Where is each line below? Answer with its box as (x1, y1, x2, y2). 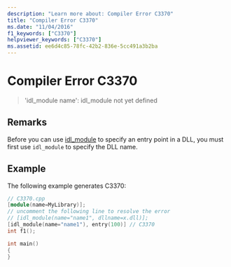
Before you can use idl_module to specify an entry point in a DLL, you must (7, 135, 224, 144)
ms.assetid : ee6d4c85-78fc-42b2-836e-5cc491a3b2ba (7, 43, 158, 50)
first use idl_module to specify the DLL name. (7, 142, 138, 151)
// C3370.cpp (7, 195, 45, 202)
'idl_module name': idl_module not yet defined (24, 96, 157, 104)
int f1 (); (7, 227, 36, 235)
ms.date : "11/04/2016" (7, 23, 73, 30)
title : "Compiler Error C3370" (7, 17, 99, 24)
